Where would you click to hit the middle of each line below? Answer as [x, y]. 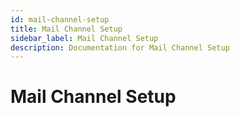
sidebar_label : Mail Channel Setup [84, 38]
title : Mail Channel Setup [66, 29]
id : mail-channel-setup [60, 19]
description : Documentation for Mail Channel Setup [120, 47]
